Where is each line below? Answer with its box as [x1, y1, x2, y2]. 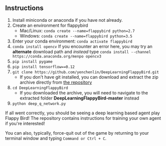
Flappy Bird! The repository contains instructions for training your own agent [5, 115, 161, 121]
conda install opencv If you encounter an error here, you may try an [12, 43, 153, 49]
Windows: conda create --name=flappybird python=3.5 [19, 33, 133, 39]
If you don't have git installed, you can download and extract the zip [19, 74, 159, 80]
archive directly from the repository [19, 79, 92, 85]
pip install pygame [12, 59, 53, 64]
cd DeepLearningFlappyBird [12, 85, 68, 91]
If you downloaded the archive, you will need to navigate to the [19, 90, 149, 96]
